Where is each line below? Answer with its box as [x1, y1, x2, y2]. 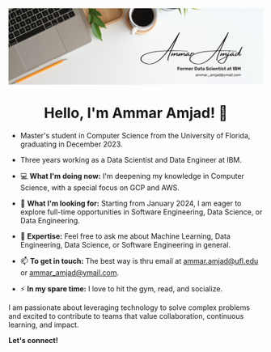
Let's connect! [8, 336, 58, 346]
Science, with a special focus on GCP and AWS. [19, 183, 180, 193]
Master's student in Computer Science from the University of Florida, [19, 131, 251, 141]
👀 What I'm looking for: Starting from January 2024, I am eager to [19, 198, 242, 209]
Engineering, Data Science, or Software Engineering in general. [19, 240, 231, 250]
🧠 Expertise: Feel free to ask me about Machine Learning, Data [19, 231, 231, 241]
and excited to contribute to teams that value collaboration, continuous [8, 312, 244, 321]
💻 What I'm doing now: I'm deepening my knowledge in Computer [19, 172, 245, 181]
